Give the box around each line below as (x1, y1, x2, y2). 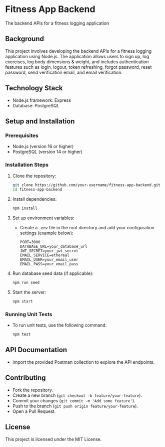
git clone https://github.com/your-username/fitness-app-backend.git (12, 182, 161, 188)
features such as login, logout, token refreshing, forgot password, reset (5, 64, 152, 70)
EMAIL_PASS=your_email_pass (19, 262, 78, 267)
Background (5, 35, 44, 43)
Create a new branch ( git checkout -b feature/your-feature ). (12, 392, 142, 398)
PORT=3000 (19, 240, 41, 245)
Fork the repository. (12, 387, 53, 393)
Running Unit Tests (5, 311, 52, 318)
